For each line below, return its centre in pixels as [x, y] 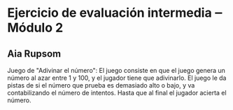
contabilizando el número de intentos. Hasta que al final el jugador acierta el [117, 93]
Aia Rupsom [34, 54]
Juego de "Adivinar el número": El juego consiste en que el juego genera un [116, 70]
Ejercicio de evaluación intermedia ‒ [115, 13]
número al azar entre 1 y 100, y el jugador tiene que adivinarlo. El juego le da [117, 78]
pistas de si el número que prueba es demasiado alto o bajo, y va [101, 85]
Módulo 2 [35, 28]
